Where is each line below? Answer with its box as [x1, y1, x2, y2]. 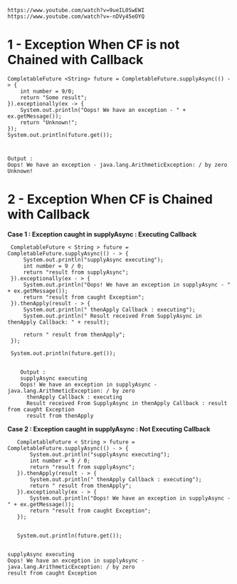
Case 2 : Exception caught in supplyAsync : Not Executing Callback [7, 425, 211, 434]
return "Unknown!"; [20, 118, 78, 126]
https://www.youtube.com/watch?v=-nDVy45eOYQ [7, 13, 144, 20]
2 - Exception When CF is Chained [7, 191, 214, 208]
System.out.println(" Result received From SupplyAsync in [23, 312, 202, 320]
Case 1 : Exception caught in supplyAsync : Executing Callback [7, 230, 197, 239]
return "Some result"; [20, 93, 88, 101]
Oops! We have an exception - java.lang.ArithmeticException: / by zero [7, 161, 228, 169]
